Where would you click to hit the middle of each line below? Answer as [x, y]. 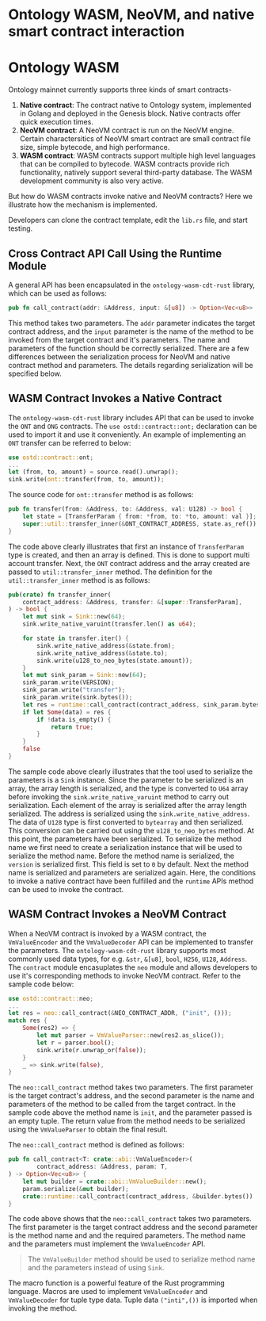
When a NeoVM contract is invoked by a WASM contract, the [108, 933]
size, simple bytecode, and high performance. [95, 147]
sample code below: [41, 984]
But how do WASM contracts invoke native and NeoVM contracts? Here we [131, 197]
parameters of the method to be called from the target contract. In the [122, 1105]
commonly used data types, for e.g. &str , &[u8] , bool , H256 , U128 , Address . [128, 959]
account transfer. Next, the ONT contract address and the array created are [129, 563]
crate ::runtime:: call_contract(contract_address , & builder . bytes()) [138, 1196]
